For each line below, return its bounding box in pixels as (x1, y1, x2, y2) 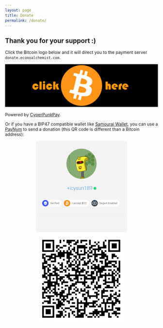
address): (5, 131, 24, 138)
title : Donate (5, 13, 34, 18)
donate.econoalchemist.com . (5, 55, 61, 61)
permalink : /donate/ (5, 18, 47, 23)
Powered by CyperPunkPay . (5, 112, 61, 118)
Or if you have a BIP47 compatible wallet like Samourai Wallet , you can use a (5, 121, 158, 127)
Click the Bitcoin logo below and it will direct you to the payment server (5, 49, 147, 55)
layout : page (5, 8, 32, 13)
